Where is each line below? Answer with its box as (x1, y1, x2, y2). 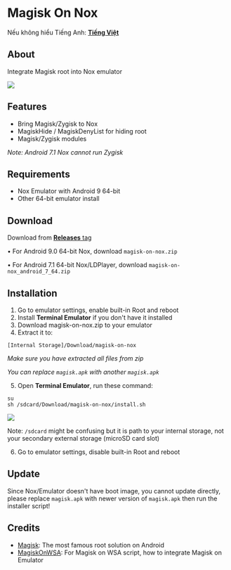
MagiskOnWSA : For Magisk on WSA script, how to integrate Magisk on (17, 548, 223, 557)
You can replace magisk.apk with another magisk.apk (7, 368, 159, 376)
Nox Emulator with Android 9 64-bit (17, 187, 121, 195)
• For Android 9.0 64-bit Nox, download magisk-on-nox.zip (7, 247, 178, 256)
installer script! (7, 501, 51, 510)
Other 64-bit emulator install (17, 195, 100, 203)
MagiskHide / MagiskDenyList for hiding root (17, 127, 147, 135)
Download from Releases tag (7, 233, 92, 242)
